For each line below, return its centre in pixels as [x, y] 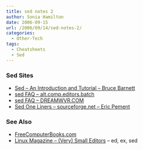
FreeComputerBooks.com [46, 134]
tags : [13, 44]
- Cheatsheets [28, 50]
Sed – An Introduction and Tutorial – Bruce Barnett [75, 88]
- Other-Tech [27, 39]
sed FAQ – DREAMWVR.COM [49, 100]
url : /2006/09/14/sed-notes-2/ [44, 28]
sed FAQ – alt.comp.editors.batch [54, 94]
